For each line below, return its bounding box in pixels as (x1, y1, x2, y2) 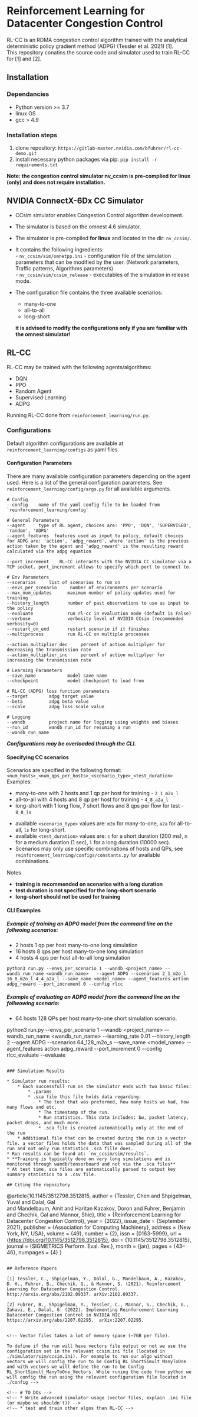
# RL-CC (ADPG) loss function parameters (6, 688, 110, 695)
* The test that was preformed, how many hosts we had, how (38, 1099, 189, 1105)
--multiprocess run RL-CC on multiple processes (6, 631, 150, 637)
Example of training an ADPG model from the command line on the (6, 920, 173, 927)
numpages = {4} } (18, 1248, 62, 1255)
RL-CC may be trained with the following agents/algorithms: (6, 363, 152, 370)
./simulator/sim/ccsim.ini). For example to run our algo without (6, 1353, 173, 1359)
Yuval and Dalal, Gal (6, 1198, 55, 1205)
